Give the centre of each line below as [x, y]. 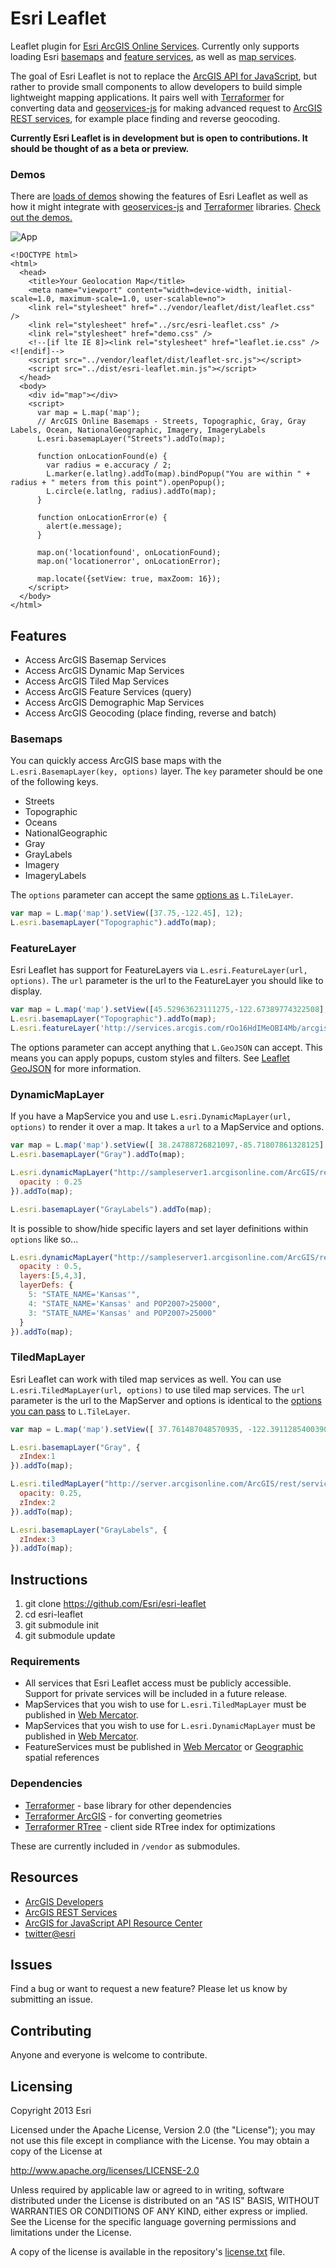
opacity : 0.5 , [51, 1267]
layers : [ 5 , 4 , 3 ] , [53, 1276]
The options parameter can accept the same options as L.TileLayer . [152, 895]
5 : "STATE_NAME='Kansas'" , [84, 1295]
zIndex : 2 [37, 1502]
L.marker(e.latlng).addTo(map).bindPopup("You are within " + [178, 474]
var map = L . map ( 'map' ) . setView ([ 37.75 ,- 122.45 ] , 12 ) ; [127, 913]
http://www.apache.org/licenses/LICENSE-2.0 [105, 2171]
